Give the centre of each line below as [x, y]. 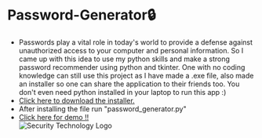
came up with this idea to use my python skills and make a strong [124, 59]
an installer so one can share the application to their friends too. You [129, 84]
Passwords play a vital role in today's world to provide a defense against [135, 42]
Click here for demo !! [54, 117]
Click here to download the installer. [76, 100]
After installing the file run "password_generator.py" [103, 109]
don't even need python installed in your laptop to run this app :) [122, 92]
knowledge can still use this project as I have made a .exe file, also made [136, 75]
